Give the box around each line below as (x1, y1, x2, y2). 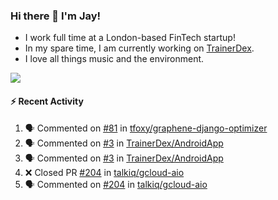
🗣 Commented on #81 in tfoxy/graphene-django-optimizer (24, 122, 268, 134)
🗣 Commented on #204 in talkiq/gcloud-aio (24, 178, 208, 190)
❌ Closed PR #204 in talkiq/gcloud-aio (24, 166, 185, 178)
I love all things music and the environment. (24, 53, 205, 65)
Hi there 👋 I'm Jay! (10, 9, 102, 23)
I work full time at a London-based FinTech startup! (24, 32, 236, 44)
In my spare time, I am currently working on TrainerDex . (24, 42, 255, 54)
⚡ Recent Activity (10, 95, 84, 107)
